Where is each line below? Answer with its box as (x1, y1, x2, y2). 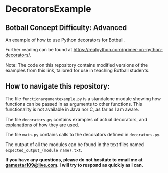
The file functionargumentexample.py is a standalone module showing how (5, 95, 161, 102)
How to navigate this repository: (5, 82, 110, 91)
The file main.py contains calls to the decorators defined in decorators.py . (5, 131, 161, 137)
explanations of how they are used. (5, 122, 79, 128)
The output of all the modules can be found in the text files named (5, 141, 145, 148)
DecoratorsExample (5, 3, 91, 15)
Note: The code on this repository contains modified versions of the (5, 62, 148, 68)
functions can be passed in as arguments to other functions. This (5, 101, 142, 107)
